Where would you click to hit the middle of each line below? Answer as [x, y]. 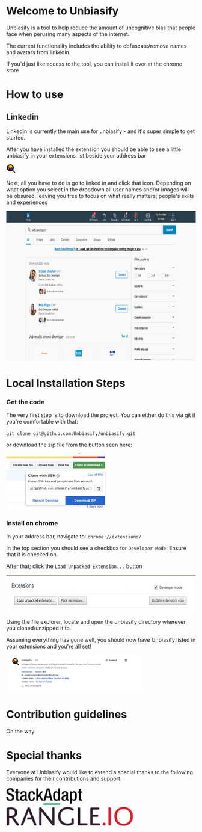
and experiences [27, 202]
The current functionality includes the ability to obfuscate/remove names [96, 46]
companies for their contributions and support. [64, 778]
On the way [20, 731]
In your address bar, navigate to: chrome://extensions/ [74, 536]
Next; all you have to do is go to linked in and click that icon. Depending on [99, 183]
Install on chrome [32, 523]
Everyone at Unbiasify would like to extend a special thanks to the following [100, 772]
